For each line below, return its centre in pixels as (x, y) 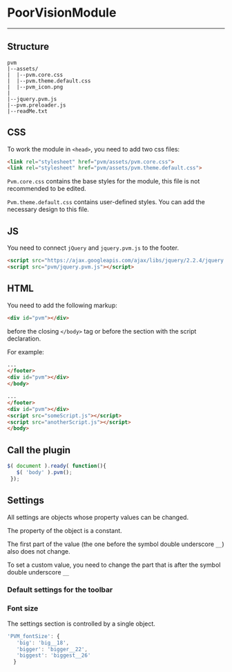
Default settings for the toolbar (60, 590)
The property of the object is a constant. (65, 530)
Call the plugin (39, 450)
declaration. (24, 338)
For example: (26, 352)
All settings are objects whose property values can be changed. (98, 517)
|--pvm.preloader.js (37, 105)
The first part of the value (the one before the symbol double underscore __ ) (116, 544)
